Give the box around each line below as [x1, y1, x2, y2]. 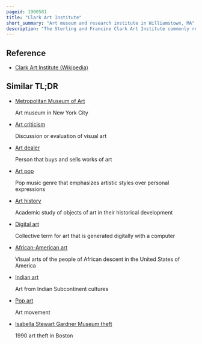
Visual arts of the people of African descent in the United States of [14, 255, 180, 263]
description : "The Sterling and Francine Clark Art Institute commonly [6, 25, 189, 32]
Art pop [14, 167, 34, 175]
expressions [14, 185, 46, 193]
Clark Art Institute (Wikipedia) [14, 64, 88, 71]
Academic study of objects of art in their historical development [14, 208, 173, 216]
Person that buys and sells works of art [14, 155, 112, 163]
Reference [6, 48, 46, 58]
